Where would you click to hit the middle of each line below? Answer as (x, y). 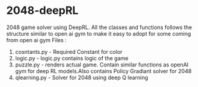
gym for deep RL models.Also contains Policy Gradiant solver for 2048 (103, 71)
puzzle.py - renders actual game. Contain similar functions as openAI (102, 65)
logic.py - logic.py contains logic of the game (72, 58)
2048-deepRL (43, 11)
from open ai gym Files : (36, 40)
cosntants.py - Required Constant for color (69, 51)
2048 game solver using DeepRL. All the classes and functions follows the (99, 27)
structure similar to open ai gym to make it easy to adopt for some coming (99, 33)
